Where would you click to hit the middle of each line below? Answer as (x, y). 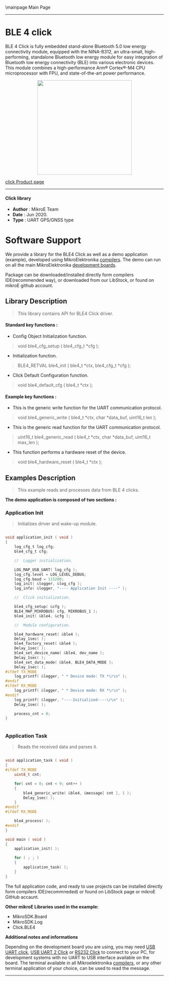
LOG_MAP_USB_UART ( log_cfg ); (46, 570)
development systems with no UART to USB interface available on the (77, 957)
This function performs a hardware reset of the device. (69, 452)
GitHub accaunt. (22, 897)
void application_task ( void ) (39, 761)
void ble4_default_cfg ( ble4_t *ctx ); (55, 385)
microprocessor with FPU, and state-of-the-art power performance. (75, 73)
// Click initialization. (43, 598)
